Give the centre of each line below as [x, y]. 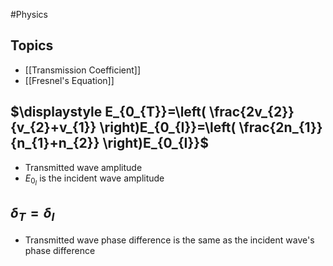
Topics [32, 45]
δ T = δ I [32, 214]
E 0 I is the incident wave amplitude [94, 180]
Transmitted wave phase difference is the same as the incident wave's [169, 240]
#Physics [29, 14]
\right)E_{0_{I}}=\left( [168, 127]
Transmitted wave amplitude [83, 167]
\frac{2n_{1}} [280, 127]
